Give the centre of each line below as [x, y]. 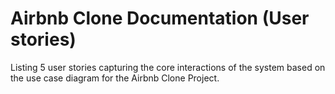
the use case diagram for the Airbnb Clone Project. [115, 78]
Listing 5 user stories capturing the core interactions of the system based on [168, 67]
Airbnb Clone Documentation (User [160, 18]
